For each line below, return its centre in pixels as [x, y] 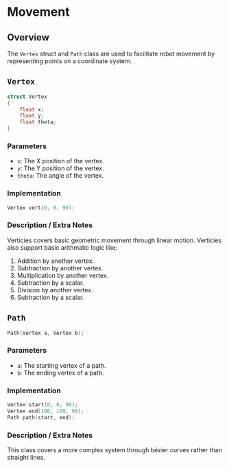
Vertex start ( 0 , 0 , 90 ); [43, 405]
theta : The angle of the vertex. [60, 176]
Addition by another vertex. [56, 261]
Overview [28, 37]
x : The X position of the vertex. [60, 161]
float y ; [32, 116]
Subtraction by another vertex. [60, 268]
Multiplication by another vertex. [63, 275]
